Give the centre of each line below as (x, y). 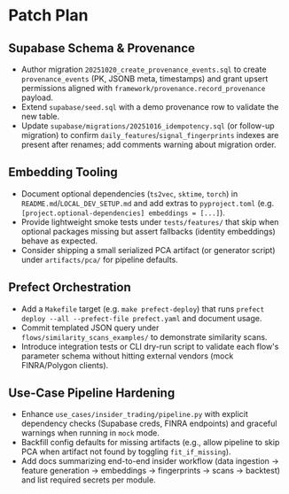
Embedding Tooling (63, 172)
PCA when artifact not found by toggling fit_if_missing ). (126, 452)
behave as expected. (59, 241)
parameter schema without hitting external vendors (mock (127, 356)
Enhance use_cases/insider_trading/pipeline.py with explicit (135, 414)
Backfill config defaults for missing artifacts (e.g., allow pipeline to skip (150, 443)
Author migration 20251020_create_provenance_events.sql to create (144, 69)
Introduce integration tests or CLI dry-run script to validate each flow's (150, 346)
